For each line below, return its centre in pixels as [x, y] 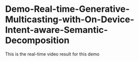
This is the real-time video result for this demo [52, 54]
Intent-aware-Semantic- [57, 30]
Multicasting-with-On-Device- [70, 19]
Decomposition [37, 41]
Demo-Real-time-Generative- [68, 9]
